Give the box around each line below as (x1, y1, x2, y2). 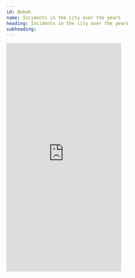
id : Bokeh (6, 9, 32, 15)
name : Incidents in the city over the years (6, 15, 121, 21)
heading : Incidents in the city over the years (6, 20, 130, 26)
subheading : (6, 26, 36, 32)
